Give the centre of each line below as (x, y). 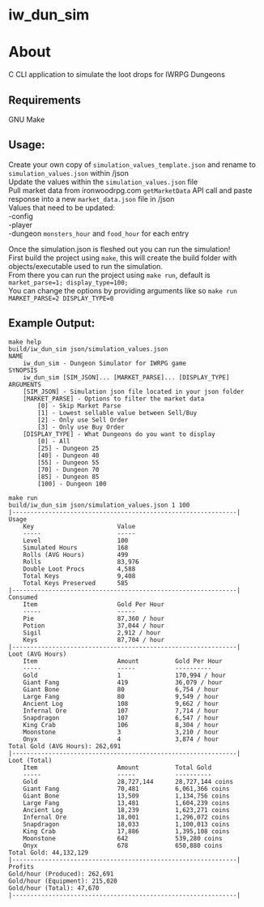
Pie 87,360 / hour (94, 618)
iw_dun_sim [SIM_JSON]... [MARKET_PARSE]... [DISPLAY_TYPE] (126, 377)
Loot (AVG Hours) (38, 654)
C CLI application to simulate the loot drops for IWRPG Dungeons (117, 75)
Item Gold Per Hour (94, 604)
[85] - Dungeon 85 (68, 477)
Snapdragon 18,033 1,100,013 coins (126, 824)
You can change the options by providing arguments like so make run (123, 290)
